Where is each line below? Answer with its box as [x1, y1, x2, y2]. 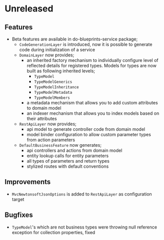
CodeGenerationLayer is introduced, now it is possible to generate [19, 41, 153, 47]
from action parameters [26, 137, 76, 143]
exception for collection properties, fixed [11, 229, 95, 235]
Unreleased [4, 3, 54, 14]
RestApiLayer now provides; [19, 121, 77, 127]
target [11, 196, 24, 202]
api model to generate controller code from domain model [26, 126, 145, 132]
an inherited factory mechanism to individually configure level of [26, 57, 159, 63]
